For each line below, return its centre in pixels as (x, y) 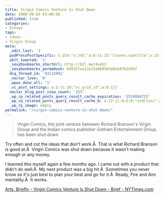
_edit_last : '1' (26, 51)
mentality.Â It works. (27, 179)
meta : (11, 46)
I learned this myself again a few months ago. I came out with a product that (82, 164)
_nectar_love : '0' (28, 78)
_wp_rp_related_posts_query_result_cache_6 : (56, 101)
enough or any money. (28, 154)
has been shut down (38, 134)
